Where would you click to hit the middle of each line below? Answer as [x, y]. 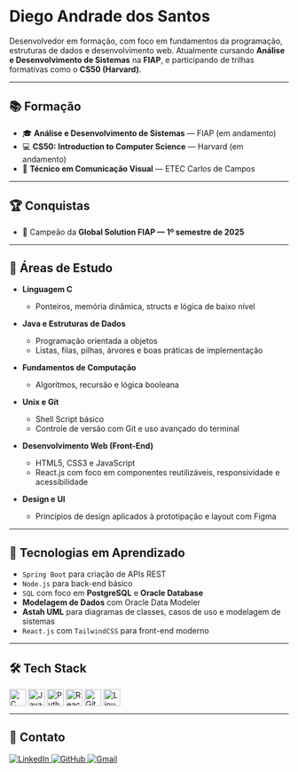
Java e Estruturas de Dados [74, 324]
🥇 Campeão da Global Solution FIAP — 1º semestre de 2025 [133, 232]
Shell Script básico [70, 419]
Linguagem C [47, 290]
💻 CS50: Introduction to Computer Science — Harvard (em [133, 146]
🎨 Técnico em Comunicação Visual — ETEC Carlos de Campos [138, 168]
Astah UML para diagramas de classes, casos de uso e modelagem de [151, 612]
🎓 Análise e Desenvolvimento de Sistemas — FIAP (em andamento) [149, 133]
